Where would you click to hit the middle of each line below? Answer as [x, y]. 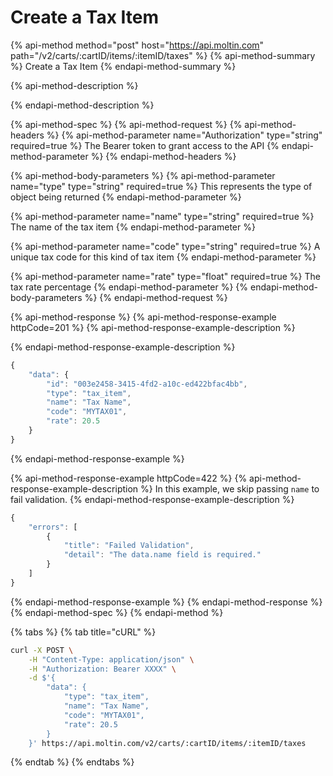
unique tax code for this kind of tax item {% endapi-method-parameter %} [163, 257]
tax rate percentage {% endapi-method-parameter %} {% [129, 287]
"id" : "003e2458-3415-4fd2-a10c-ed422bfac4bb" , [147, 384]
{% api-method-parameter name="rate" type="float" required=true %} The [165, 276]
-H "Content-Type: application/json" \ [111, 659]
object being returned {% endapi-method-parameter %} [126, 197]
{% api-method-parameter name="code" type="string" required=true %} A [165, 246]
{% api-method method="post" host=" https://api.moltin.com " [137, 45]
